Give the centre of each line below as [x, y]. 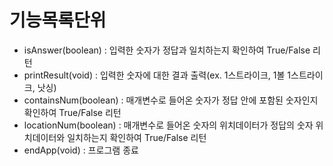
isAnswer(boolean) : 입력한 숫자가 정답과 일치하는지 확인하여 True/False [167, 50]
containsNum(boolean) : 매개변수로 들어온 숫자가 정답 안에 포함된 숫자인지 [171, 100]
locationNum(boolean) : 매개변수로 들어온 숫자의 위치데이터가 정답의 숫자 [168, 125]
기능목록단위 [58, 20]
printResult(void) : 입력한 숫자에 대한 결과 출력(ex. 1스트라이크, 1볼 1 [157, 75]
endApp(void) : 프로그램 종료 [81, 150]
